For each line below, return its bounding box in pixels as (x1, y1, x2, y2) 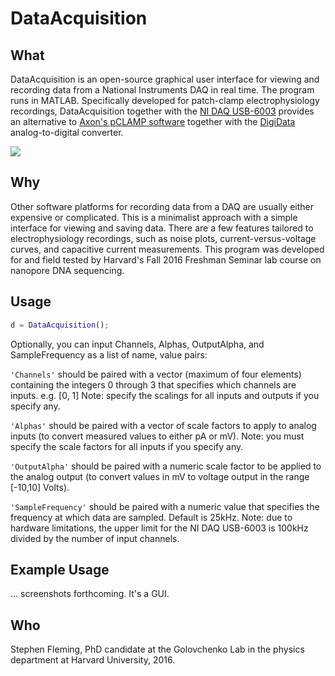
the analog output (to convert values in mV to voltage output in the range (10, 470, 310, 482)
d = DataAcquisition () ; (10, 320, 110, 330)
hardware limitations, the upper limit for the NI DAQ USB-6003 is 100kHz (10, 522, 309, 534)
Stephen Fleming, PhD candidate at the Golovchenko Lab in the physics (10, 643, 305, 656)
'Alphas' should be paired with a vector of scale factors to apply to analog (10, 419, 317, 431)
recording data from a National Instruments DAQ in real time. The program (10, 84, 315, 96)
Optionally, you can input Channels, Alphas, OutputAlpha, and (10, 338, 265, 350)
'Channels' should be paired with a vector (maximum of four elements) (10, 368, 302, 380)
